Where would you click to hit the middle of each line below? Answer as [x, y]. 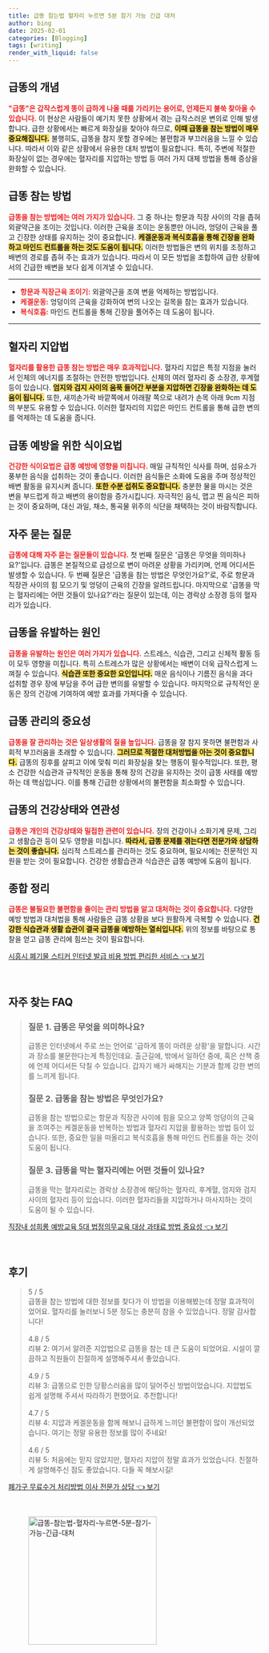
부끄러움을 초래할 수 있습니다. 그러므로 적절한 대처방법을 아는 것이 [125, 752]
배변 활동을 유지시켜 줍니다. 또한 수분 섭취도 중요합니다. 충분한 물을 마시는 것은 [131, 487]
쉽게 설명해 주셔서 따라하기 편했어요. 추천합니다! [103, 1396]
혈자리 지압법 [39, 347]
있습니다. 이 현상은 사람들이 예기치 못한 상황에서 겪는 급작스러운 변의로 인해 [126, 118]
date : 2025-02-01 [37, 30]
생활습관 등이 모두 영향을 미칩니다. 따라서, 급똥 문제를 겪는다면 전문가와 [127, 841]
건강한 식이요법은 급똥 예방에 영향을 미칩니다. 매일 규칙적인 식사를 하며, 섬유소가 [132, 467]
